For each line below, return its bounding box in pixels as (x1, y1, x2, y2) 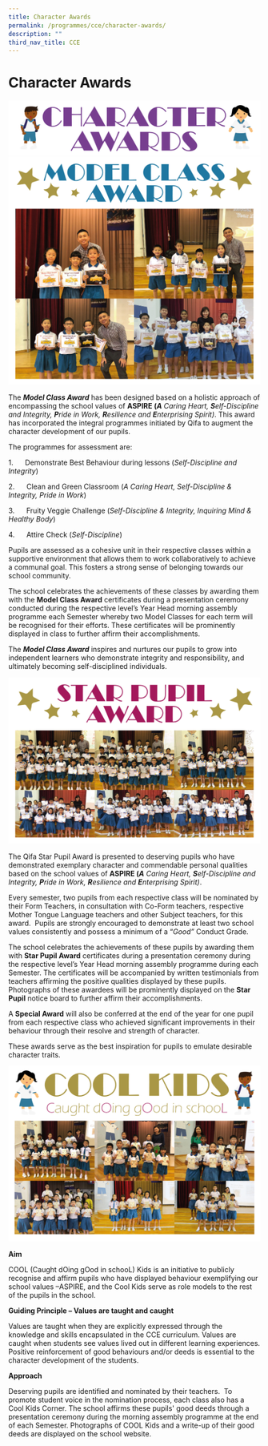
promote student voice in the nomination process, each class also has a (8, 1395, 245, 1404)
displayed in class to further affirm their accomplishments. (8, 629, 201, 638)
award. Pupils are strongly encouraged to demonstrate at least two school (8, 918, 254, 928)
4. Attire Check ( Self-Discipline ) (8, 530, 122, 539)
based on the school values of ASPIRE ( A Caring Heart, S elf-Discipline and (8, 868, 256, 878)
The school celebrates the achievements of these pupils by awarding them (8, 942, 254, 952)
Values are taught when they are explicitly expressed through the (8, 1321, 222, 1331)
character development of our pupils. (8, 426, 130, 436)
